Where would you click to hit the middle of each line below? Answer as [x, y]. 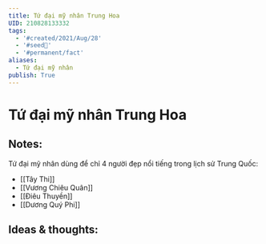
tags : [17, 30]
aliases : [23, 61]
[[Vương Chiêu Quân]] [56, 187]
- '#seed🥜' [34, 46]
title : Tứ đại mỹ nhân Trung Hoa [64, 16]
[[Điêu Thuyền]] [46, 196]
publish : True [32, 75]
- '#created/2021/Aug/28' [59, 38]
